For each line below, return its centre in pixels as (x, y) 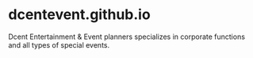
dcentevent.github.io (79, 15)
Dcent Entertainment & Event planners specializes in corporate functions (127, 37)
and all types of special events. (59, 44)
